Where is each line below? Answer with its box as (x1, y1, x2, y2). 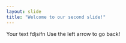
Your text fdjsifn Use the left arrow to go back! (6, 30, 121, 37)
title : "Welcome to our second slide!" (6, 14, 106, 20)
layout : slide (6, 8, 42, 15)
